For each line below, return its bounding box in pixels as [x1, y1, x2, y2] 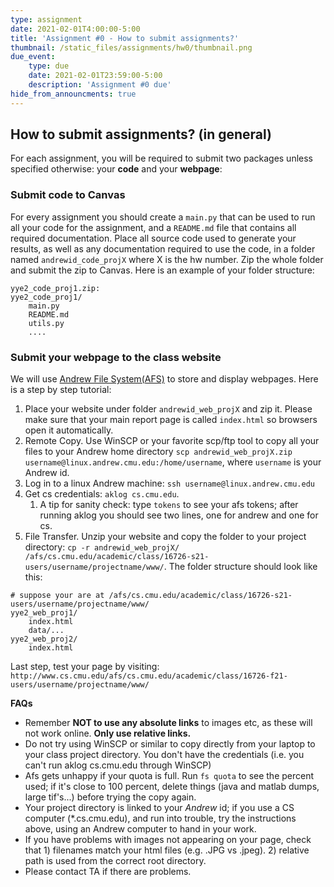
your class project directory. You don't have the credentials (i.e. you [24, 749, 305, 761]
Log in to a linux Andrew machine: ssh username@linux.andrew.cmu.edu [24, 477, 316, 490]
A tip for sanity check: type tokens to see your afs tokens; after [39, 499, 299, 511]
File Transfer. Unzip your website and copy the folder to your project [24, 531, 307, 543]
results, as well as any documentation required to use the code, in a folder [10, 242, 316, 255]
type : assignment [10, 14, 83, 25]
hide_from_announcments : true [10, 89, 137, 99]
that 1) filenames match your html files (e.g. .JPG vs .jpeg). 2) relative [24, 844, 310, 856]
